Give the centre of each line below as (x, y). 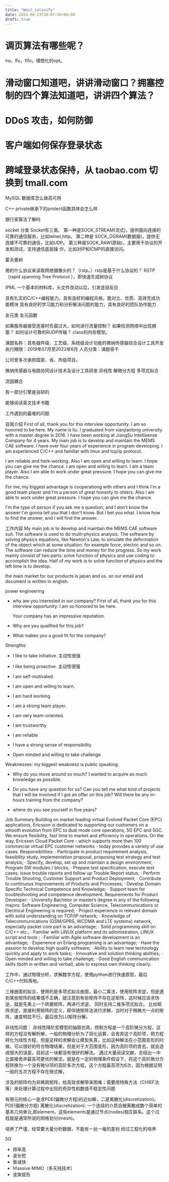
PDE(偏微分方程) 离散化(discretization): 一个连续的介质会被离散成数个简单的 (84, 1105)
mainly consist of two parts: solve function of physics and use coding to (80, 555)
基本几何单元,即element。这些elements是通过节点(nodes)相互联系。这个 (80, 1111)
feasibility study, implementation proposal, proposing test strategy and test (83, 857)
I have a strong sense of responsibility (52, 744)
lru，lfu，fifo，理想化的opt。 (35, 60)
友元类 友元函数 (21, 315)
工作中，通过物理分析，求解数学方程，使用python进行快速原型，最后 (76, 974)
